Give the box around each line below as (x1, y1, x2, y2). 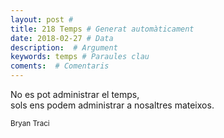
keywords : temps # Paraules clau (10, 52, 150, 62)
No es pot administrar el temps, (10, 89, 140, 100)
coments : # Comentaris (10, 61, 110, 71)
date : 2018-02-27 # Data (10, 33, 114, 43)
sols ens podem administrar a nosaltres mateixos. (10, 99, 215, 111)
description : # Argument (10, 42, 118, 53)
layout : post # (10, 14, 74, 25)
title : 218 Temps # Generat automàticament (10, 24, 195, 34)
